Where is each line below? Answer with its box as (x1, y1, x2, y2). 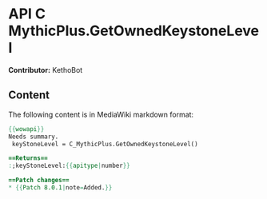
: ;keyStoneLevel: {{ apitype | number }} (8, 161, 130, 170)
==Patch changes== (8, 177, 70, 185)
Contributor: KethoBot (8, 65, 83, 74)
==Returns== (8, 154, 48, 162)
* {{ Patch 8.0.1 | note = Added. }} (8, 184, 113, 192)
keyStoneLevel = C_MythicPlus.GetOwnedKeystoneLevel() (11, 140, 198, 148)
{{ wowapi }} (8, 125, 45, 133)
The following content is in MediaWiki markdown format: (8, 109, 194, 119)
